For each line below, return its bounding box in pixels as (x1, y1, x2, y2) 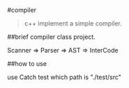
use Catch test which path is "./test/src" (7, 73, 122, 81)
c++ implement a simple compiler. (24, 19, 122, 27)
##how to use (7, 60, 47, 68)
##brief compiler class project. (7, 33, 96, 41)
